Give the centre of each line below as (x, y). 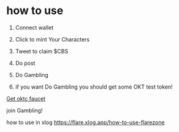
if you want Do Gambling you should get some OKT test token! (94, 87)
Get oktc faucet (26, 98)
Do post (25, 63)
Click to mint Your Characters (52, 39)
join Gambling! (25, 110)
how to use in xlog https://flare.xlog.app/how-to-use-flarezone (86, 122)
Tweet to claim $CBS (42, 51)
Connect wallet (34, 28)
